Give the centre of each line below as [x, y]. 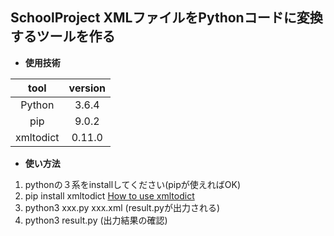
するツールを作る [63, 36]
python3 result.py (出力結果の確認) [96, 220]
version [87, 88]
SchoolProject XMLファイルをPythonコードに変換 [166, 18]
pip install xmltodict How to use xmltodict [109, 195]
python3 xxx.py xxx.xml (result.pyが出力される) [122, 207]
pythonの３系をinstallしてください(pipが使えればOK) [133, 184]
